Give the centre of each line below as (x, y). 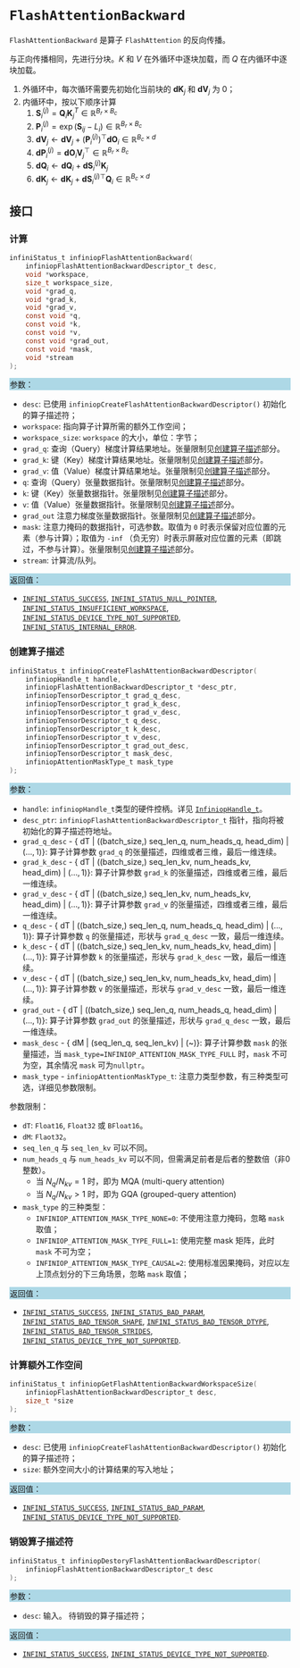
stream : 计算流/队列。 (61, 560)
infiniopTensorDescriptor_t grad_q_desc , (103, 696)
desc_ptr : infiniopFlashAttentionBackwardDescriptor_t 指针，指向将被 (153, 820)
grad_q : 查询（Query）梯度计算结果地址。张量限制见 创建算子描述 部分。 (154, 448)
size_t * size (50, 1401)
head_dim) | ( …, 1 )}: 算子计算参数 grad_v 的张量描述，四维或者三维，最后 (155, 904)
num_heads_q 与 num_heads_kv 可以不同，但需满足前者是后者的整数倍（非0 (156, 1159)
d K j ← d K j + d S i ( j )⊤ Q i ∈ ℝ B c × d (92, 179)
